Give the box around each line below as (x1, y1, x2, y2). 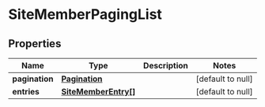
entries (12, 87, 40, 97)
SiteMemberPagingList (8, 6, 162, 24)
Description (143, 61, 188, 71)
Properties (8, 37, 62, 50)
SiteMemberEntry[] (61, 87, 136, 97)
